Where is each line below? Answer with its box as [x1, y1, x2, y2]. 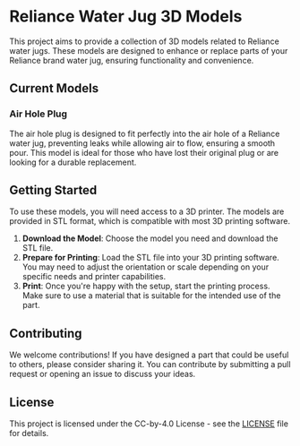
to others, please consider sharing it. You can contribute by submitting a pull [9, 359, 291, 370]
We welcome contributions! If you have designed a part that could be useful [9, 349, 289, 360]
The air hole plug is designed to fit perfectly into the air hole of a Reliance [9, 128, 280, 139]
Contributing [9, 325, 82, 341]
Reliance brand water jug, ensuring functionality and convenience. [9, 55, 254, 65]
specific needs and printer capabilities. [21, 271, 167, 282]
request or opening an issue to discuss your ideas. [9, 369, 196, 380]
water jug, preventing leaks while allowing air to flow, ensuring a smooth [9, 137, 276, 149]
